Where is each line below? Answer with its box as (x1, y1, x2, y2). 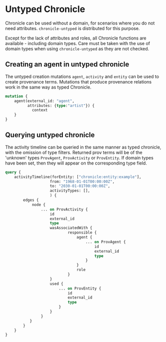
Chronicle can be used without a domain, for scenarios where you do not (5, 20, 155, 26)
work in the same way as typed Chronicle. (5, 84, 92, 90)
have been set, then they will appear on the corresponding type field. (5, 160, 147, 166)
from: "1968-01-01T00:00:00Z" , (49, 179, 115, 184)
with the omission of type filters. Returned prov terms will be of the (5, 149, 143, 155)
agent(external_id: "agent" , (14, 98, 75, 103)
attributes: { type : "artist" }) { (27, 103, 95, 108)
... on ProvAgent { (85, 239, 126, 244)
